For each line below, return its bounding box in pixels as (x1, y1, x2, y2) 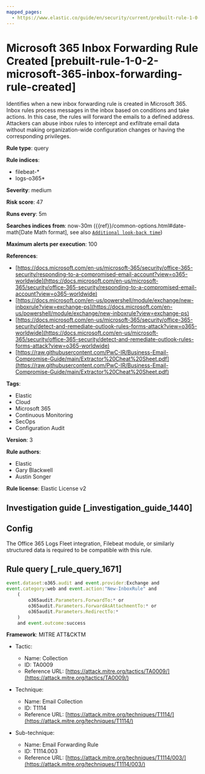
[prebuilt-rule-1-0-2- (50, 54, 159, 68)
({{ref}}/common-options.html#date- (93, 222, 186, 229)
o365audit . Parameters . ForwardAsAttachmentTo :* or (28, 603, 157, 609)
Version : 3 (6, 436, 34, 444)
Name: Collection (24, 655, 68, 662)
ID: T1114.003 (24, 748, 58, 755)
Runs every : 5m (6, 210, 47, 218)
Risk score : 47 (6, 198, 43, 206)
